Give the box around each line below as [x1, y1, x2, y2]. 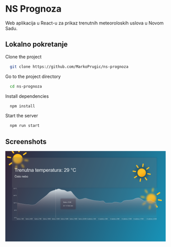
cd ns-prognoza [10, 84, 42, 89]
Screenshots [5, 137, 47, 146]
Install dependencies [5, 93, 49, 99]
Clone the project [5, 53, 42, 60]
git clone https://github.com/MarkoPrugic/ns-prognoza [10, 64, 129, 69]
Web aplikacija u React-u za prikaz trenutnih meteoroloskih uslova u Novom [5, 20, 164, 26]
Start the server [5, 113, 38, 119]
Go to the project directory [5, 73, 61, 79]
